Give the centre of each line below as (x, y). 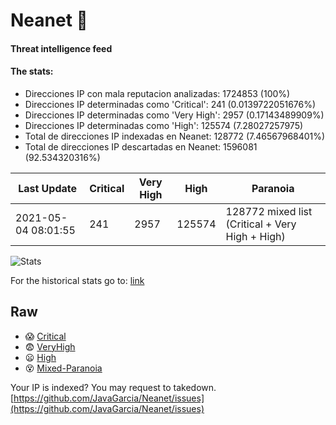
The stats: (32, 71)
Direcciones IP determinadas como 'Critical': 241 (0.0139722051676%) (170, 104)
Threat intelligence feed (61, 48)
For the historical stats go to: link (77, 280)
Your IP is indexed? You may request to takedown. (113, 387)
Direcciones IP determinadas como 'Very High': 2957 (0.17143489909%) (174, 115)
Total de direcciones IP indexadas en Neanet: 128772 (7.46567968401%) (175, 136)
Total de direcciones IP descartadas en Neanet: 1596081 (141, 146)
